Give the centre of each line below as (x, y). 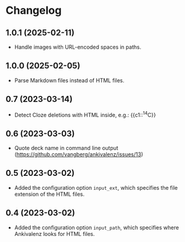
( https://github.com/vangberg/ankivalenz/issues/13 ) (79, 154)
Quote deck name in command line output (66, 148)
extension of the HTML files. (49, 194)
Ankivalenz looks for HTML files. (55, 234)
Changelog (34, 11)
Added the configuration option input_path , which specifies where (97, 227)
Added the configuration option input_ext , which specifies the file (96, 187)
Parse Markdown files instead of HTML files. (69, 80)
